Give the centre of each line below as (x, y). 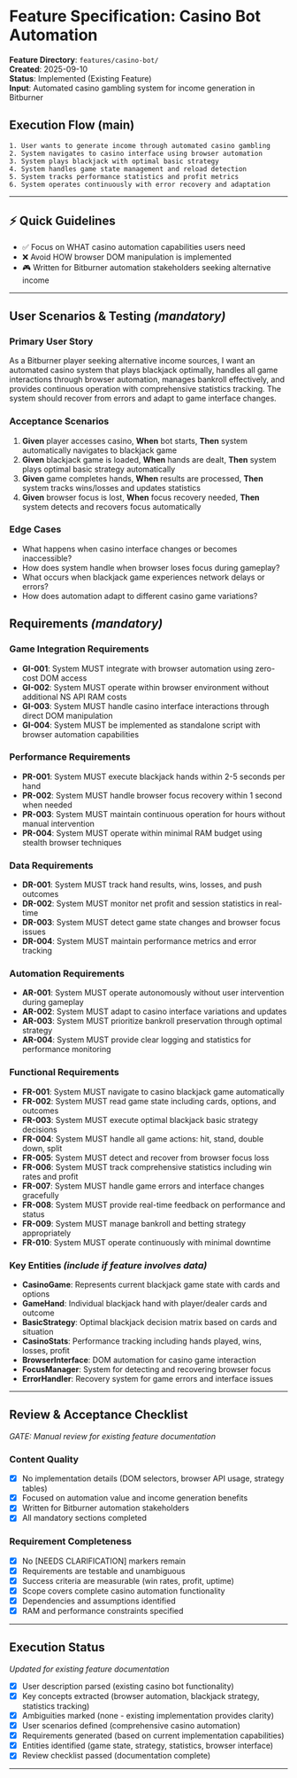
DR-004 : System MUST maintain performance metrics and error (139, 941)
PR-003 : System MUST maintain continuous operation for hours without (153, 814)
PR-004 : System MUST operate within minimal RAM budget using (142, 833)
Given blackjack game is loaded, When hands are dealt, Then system (149, 459)
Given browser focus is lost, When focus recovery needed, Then (141, 497)
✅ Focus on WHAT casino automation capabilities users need (133, 246)
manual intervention (58, 823)
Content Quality (44, 1459)
